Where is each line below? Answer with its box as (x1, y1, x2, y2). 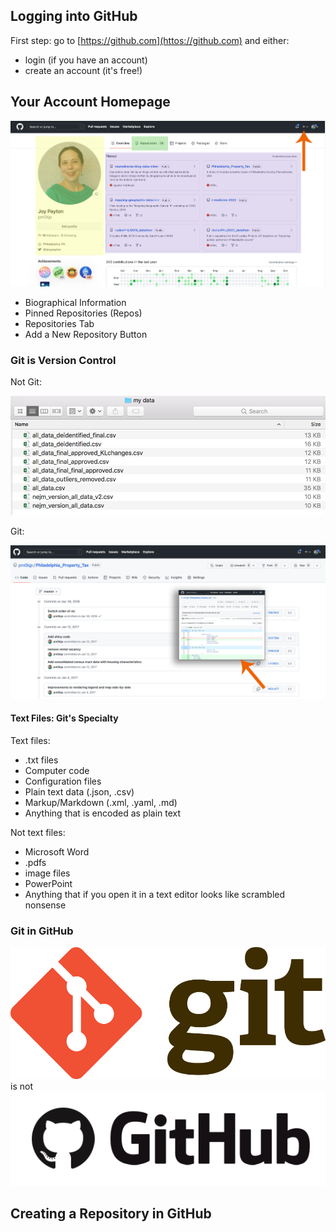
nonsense (24, 899, 67, 911)
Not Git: (10, 375, 42, 388)
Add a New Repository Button (24, 328, 148, 340)
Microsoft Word (24, 845, 90, 858)
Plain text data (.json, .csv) (24, 785, 135, 798)
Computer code (24, 764, 90, 776)
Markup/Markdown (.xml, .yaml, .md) (24, 796, 178, 808)
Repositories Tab (24, 317, 95, 329)
